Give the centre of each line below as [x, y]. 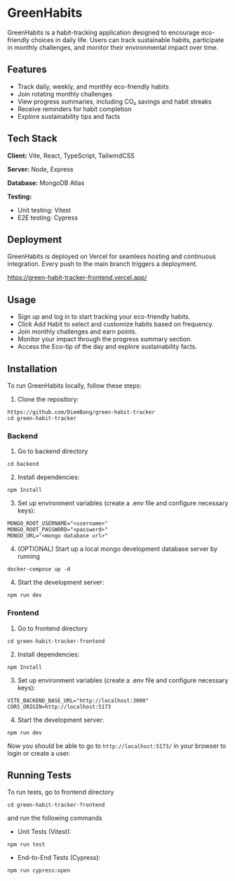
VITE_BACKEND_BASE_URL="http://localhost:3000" [78, 701]
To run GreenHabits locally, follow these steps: [74, 386]
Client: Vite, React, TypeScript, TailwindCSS [71, 156]
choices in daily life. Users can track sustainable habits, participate [128, 39]
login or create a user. [39, 753]
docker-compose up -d [39, 569]
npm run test [26, 845]
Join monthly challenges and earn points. [77, 331]
